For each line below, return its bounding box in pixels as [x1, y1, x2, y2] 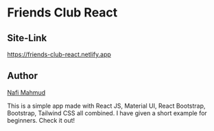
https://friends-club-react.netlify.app [7, 50, 112, 58]
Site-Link [7, 32, 47, 44]
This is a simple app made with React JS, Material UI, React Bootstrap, [7, 102, 206, 110]
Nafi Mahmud [7, 88, 46, 97]
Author [7, 70, 38, 82]
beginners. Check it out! [7, 116, 75, 124]
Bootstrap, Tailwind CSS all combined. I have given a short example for [7, 108, 207, 117]
